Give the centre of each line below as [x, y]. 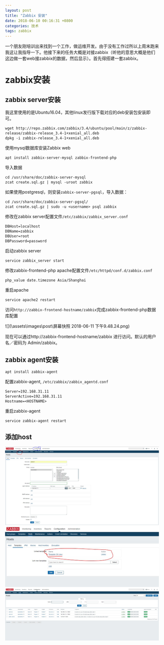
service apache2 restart [30, 300]
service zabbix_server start [35, 261]
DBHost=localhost [23, 226]
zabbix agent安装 [32, 360]
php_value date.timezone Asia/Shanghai [46, 280]
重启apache [17, 290]
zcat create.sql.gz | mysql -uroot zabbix [49, 182]
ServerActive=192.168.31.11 [34, 396]
